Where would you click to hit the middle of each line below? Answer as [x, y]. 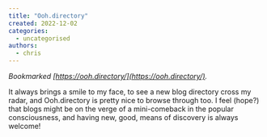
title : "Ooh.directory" [49, 16]
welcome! [25, 126]
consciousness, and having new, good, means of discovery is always [123, 117]
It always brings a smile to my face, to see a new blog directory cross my [130, 92]
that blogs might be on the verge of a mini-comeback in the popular [121, 109]
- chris [29, 53]
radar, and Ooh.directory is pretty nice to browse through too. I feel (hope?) [134, 100]
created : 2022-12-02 [43, 23]
